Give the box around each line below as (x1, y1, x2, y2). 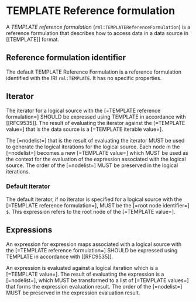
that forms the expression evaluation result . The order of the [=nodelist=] (6, 283, 183, 290)
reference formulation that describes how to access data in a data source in (6, 29, 189, 36)
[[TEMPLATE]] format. (6, 36, 60, 43)
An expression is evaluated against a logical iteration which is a (6, 264, 159, 271)
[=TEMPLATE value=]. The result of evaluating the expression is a (6, 270, 164, 277)
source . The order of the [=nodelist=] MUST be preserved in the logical (6, 162, 178, 169)
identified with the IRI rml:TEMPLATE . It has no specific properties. (6, 74, 162, 81)
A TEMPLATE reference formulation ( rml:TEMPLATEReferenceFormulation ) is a (6, 23, 191, 30)
